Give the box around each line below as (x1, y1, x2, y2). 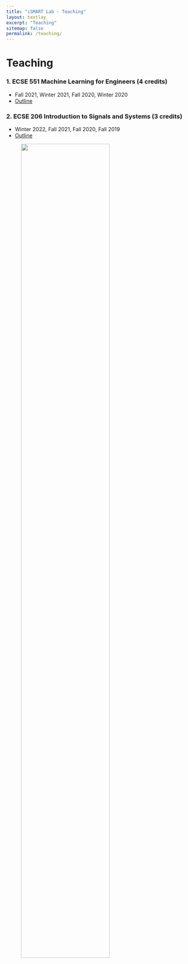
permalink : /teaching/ (6, 31, 62, 37)
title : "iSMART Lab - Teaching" (6, 8, 86, 15)
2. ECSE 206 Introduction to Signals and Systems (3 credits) (6, 112, 183, 120)
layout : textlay (6, 14, 46, 20)
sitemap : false (6, 25, 44, 31)
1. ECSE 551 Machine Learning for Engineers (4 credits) (6, 78, 168, 86)
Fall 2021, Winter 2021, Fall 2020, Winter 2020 (14, 91, 128, 98)
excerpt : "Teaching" (6, 20, 58, 26)
